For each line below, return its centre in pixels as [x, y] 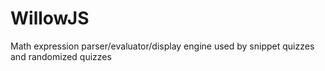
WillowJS [50, 18]
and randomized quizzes [61, 56]
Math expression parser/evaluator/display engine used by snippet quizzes [162, 46]
